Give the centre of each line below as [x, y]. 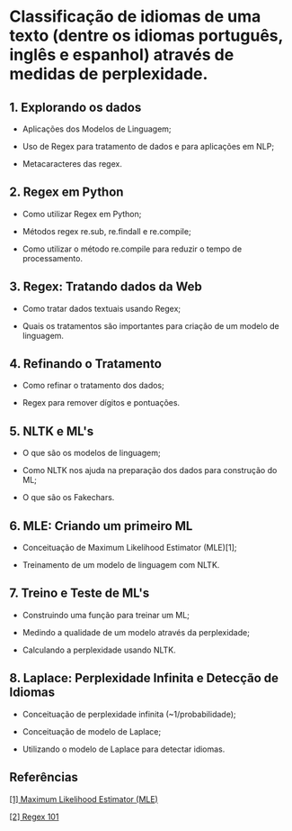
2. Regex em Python [66, 192]
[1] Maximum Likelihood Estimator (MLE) [84, 799]
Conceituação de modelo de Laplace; [92, 731]
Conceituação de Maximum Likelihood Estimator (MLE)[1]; [129, 548]
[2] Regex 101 [34, 817]
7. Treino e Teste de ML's [80, 594]
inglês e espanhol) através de [122, 55]
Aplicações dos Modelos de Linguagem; [97, 129]
